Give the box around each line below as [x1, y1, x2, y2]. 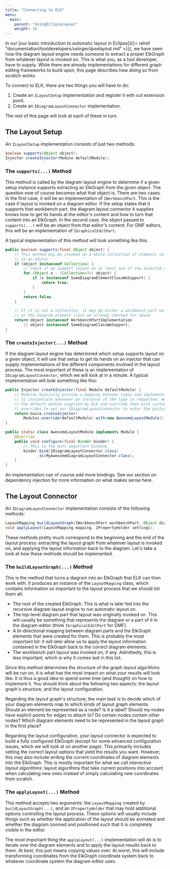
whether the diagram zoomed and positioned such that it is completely [5, 821, 153, 827]
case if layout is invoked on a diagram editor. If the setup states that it [5, 200, 150, 206]
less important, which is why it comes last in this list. [12, 655, 122, 661]
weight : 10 [14, 26, 37, 31]
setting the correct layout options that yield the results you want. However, [5, 749, 161, 755]
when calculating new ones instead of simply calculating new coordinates [5, 771, 159, 777]
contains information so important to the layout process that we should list [5, 585, 160, 592]
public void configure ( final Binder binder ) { [14, 439, 114, 444]
